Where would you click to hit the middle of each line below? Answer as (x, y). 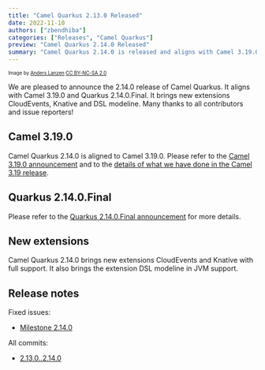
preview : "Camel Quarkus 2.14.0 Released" (79, 45)
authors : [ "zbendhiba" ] (47, 30)
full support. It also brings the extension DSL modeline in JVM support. (123, 268)
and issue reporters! (41, 112)
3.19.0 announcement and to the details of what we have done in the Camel (130, 164)
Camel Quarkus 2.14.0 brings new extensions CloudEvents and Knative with (131, 260)
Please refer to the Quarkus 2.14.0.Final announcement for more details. (125, 216)
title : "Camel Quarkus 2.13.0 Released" (76, 15)
